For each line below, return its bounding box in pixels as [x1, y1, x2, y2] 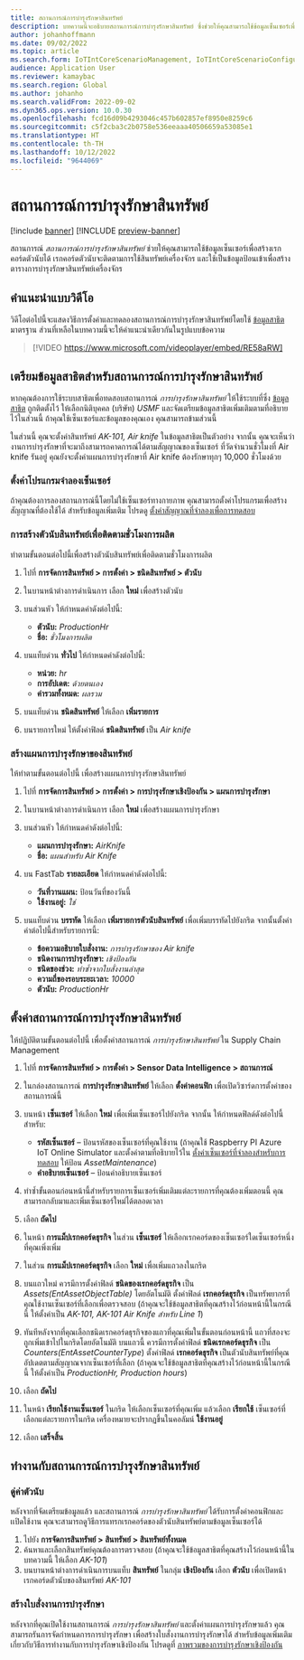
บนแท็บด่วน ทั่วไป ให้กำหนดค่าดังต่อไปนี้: [23, 649, 145, 660]
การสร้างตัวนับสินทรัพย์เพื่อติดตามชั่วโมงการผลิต [10, 528, 175, 541]
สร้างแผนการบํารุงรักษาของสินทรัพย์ [10, 747, 133, 759]
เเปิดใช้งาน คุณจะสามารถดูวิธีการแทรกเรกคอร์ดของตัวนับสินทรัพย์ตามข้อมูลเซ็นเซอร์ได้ [10, 1516, 263, 1527]
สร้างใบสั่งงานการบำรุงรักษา [10, 1598, 105, 1610]
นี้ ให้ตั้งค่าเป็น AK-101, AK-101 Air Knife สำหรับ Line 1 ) [23, 1308, 204, 1319]
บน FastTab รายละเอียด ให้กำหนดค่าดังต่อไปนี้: [23, 868, 168, 879]
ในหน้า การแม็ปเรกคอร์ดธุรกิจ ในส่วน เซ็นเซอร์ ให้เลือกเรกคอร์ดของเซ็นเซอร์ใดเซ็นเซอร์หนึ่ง [23, 1231, 294, 1242]
